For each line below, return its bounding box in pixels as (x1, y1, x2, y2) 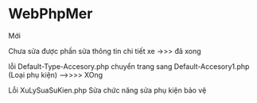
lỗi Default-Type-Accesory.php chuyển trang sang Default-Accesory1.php (8, 61, 250, 71)
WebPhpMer (8, 5, 93, 23)
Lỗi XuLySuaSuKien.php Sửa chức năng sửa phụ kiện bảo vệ (8, 85, 207, 95)
